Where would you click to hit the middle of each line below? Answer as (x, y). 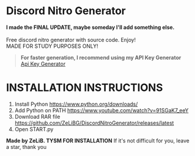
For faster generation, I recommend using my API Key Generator (101, 57)
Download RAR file (37, 116)
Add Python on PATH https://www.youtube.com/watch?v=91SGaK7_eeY (102, 110)
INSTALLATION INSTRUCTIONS (85, 88)
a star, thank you (26, 147)
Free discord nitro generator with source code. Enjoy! (71, 40)
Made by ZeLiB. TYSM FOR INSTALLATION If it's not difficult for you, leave (98, 141)
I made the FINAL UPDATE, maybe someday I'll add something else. (90, 27)
